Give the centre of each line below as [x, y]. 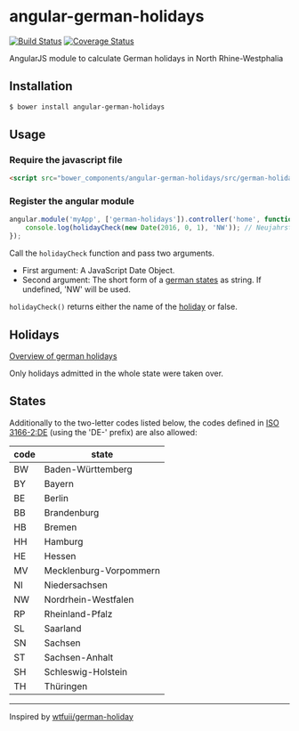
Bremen [61, 527]
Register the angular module [72, 201]
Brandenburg [72, 512]
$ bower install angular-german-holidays [87, 107]
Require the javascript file [66, 159]
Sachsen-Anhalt [79, 657]
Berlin [57, 498]
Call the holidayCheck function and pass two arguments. [112, 253]
